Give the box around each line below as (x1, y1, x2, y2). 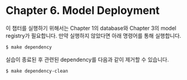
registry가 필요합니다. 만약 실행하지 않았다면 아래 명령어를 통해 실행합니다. (5, 32, 182, 39)
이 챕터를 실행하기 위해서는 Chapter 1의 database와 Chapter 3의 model (5, 24, 177, 32)
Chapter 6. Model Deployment (5, 4, 160, 18)
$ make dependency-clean (5, 68, 68, 74)
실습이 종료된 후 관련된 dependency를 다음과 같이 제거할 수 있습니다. (5, 56, 169, 63)
